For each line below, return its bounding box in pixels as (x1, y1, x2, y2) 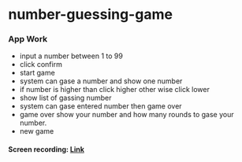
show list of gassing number (19, 93, 112, 103)
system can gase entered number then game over (19, 101, 183, 111)
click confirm (19, 60, 63, 69)
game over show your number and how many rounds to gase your (19, 110, 234, 120)
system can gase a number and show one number (19, 76, 183, 86)
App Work (8, 34, 48, 45)
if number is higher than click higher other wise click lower (19, 85, 210, 94)
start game (19, 68, 55, 78)
